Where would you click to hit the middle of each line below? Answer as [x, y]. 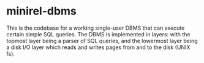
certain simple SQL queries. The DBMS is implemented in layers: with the [98, 34]
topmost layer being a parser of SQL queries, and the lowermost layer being [102, 41]
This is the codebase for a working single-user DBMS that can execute [96, 28]
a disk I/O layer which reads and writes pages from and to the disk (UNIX [98, 47]
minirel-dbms [41, 11]
